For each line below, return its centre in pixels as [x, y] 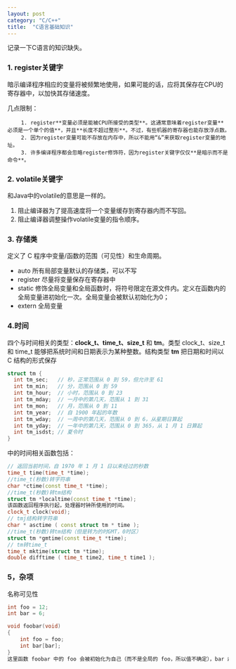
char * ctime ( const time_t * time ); [58, 486]
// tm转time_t [27, 545]
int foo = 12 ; [28, 607]
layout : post [26, 14]
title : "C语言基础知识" [40, 27]
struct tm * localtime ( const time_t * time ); [72, 499]
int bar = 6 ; [26, 613]
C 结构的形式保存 [32, 360]
